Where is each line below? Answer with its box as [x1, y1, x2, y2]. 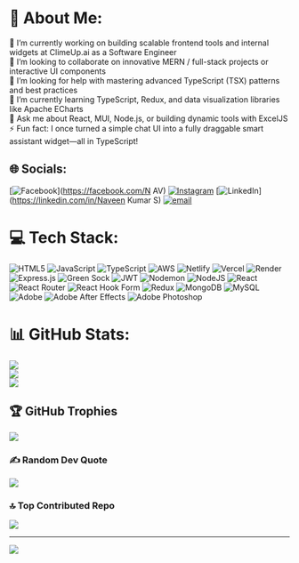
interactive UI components [9, 66, 107, 76]
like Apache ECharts [9, 103, 84, 114]
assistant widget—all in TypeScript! [9, 135, 139, 146]
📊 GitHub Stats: [9, 324, 131, 344]
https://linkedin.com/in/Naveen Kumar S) [12, 195, 162, 205]
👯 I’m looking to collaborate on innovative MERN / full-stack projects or [9, 56, 269, 67]
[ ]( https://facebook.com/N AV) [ [9, 185, 220, 196]
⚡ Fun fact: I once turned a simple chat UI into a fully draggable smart [9, 123, 264, 133]
